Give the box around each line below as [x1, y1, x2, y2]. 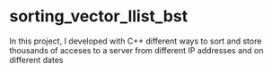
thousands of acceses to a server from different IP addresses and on [9, 44, 264, 55]
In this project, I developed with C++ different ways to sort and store [9, 36, 262, 46]
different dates [9, 54, 64, 65]
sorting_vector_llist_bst [9, 6, 189, 27]
